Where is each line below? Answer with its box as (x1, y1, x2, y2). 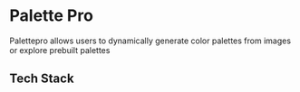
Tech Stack (9, 71, 74, 87)
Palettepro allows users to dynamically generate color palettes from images (9, 35, 292, 46)
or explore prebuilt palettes (9, 44, 111, 55)
